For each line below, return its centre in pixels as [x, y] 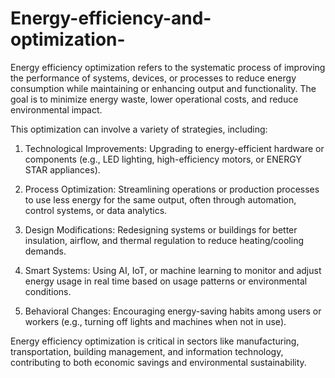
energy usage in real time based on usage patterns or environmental [166, 281]
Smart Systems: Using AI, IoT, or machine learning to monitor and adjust [173, 270]
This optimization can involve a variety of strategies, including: [139, 129]
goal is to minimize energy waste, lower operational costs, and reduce [154, 99]
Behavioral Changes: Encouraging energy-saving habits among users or [173, 311]
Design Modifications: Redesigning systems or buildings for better [161, 229]
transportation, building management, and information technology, [147, 351]
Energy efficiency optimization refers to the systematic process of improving [168, 67]
